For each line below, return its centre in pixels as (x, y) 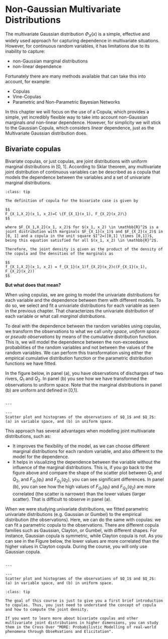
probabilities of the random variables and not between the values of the (79, 347)
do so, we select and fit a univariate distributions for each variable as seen (82, 305)
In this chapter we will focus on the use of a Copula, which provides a (77, 111)
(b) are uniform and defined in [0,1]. (42, 390)
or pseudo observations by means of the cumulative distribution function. (81, 337)
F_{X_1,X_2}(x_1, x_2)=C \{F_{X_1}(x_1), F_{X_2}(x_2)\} (66, 214)
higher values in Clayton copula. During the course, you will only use (76, 547)
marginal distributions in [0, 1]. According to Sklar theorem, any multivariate (83, 166)
